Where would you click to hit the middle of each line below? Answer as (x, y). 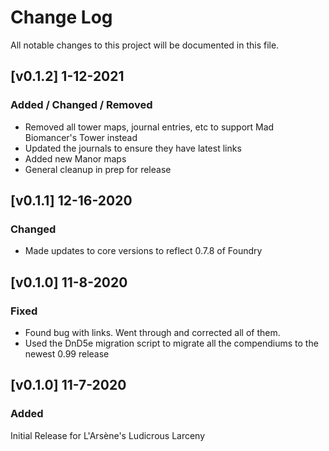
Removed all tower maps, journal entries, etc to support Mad (149, 127)
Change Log (61, 17)
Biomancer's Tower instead (81, 137)
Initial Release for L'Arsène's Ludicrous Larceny (108, 435)
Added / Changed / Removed (81, 105)
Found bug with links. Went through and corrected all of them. (152, 332)
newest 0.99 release (67, 354)
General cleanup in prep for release (98, 169)
